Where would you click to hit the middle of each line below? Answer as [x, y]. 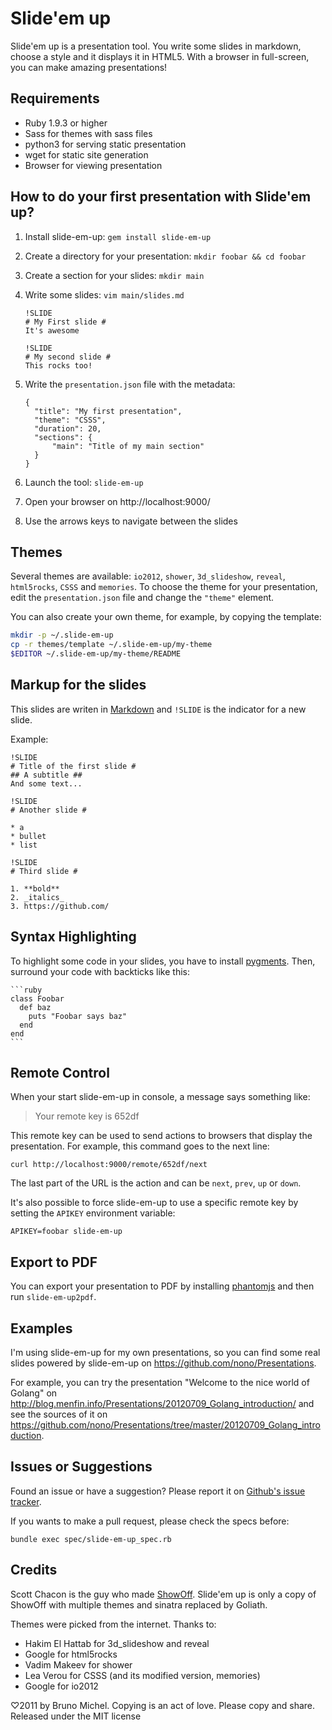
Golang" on [34, 1393]
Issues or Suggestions [81, 1467]
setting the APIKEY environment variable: [93, 1213]
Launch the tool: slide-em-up [84, 482]
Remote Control [60, 1073]
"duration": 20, [68, 428]
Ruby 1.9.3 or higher [66, 123]
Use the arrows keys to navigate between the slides [131, 521]
